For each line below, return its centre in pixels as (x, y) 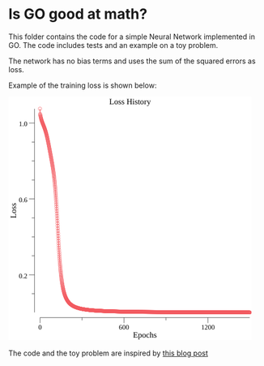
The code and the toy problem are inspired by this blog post (109, 353)
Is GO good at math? (78, 14)
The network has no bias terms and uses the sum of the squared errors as (132, 61)
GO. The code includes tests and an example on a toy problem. (113, 45)
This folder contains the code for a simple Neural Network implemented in (132, 37)
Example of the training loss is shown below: (83, 85)
